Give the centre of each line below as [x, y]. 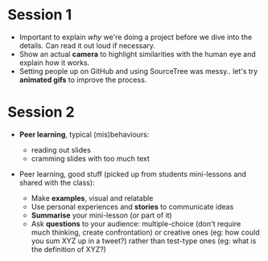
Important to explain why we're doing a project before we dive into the [136, 37]
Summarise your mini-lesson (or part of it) [101, 215]
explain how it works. [54, 63]
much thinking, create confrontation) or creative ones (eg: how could [145, 232]
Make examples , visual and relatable [92, 198]
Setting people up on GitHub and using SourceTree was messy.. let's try [138, 71]
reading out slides [61, 149]
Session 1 [40, 15]
